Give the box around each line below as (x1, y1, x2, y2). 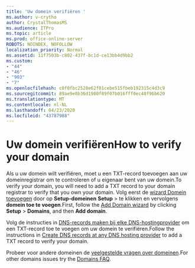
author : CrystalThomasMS (6, 19, 67, 25)
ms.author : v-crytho (6, 14, 57, 20)
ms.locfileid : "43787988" (6, 113, 70, 118)
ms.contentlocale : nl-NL (6, 101, 67, 108)
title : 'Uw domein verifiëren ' (6, 8, 86, 15)
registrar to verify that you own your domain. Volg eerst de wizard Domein (6, 189, 187, 196)
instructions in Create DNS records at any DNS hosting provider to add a (6, 231, 182, 239)
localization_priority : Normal (6, 47, 83, 53)
